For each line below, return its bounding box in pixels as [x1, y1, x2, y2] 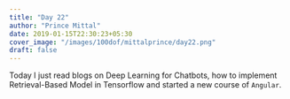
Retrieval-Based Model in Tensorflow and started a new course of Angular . [9, 80, 282, 90]
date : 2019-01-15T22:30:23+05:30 [9, 29, 133, 38]
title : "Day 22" [9, 12, 69, 22]
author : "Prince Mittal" [9, 21, 101, 30]
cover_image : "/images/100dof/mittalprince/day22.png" [9, 37, 216, 47]
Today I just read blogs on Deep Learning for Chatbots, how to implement [9, 70, 278, 80]
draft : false [9, 46, 58, 55]
